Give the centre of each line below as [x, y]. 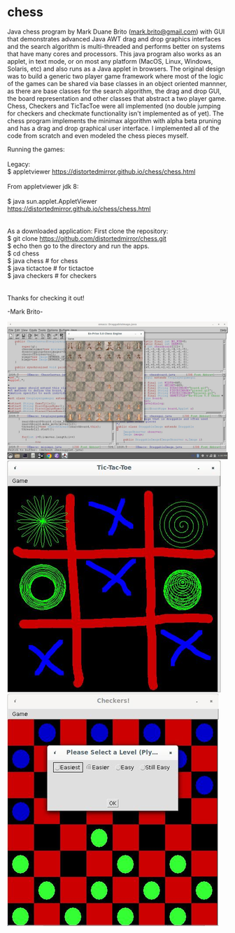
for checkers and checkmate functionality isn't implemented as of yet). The [115, 113]
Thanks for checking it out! [46, 297]
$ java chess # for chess [43, 260]
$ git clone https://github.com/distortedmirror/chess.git [87, 238]
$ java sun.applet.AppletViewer [52, 201]
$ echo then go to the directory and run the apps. [78, 246]
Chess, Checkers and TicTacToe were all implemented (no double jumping [114, 106]
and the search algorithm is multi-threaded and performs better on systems [116, 46]
